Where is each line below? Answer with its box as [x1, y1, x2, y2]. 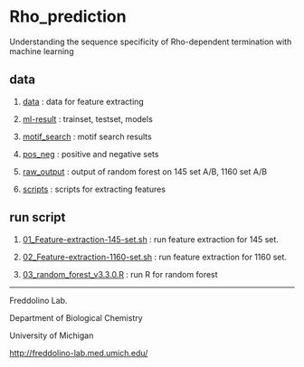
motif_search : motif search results [22, 131, 152, 142]
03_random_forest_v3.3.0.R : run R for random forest [22, 268, 219, 279]
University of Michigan [9, 330, 94, 341]
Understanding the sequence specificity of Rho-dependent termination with [9, 36, 292, 47]
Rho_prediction [9, 6, 127, 27]
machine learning [9, 45, 74, 56]
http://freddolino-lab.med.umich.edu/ [9, 347, 148, 358]
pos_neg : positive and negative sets [22, 148, 159, 159]
